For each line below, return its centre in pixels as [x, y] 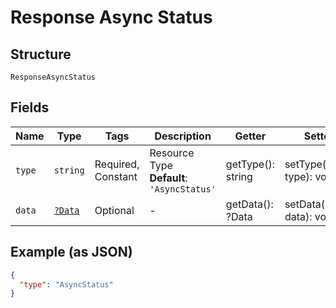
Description [183, 136]
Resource [172, 153]
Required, [117, 164]
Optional [114, 210]
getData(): [249, 204]
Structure [41, 54]
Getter [250, 136]
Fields [30, 107]
